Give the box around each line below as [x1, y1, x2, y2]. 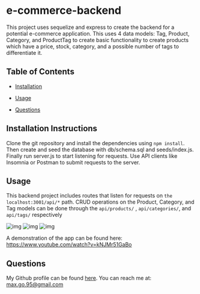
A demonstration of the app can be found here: [6, 234, 123, 242]
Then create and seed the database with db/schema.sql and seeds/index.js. [6, 146, 194, 153]
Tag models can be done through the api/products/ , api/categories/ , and [6, 205, 192, 212]
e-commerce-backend [6, 4, 122, 17]
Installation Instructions [6, 124, 98, 134]
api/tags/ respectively [6, 211, 62, 219]
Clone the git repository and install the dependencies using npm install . [6, 139, 185, 146]
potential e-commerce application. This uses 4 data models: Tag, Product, [6, 30, 190, 37]
